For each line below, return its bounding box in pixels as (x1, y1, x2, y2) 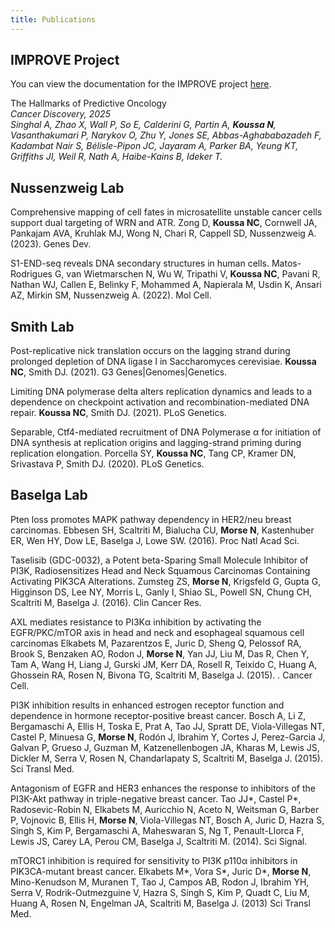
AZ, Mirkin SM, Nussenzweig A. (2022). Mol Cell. (10, 289, 212, 301)
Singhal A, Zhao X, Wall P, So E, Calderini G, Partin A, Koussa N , (10, 119, 277, 131)
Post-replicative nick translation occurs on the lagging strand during (10, 345, 291, 357)
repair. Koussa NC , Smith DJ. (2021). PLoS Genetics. (10, 407, 227, 419)
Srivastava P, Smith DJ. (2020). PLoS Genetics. (10, 458, 205, 470)
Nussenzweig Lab (10, 179, 125, 196)
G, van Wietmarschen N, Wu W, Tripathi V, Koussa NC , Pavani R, (54, 268, 321, 280)
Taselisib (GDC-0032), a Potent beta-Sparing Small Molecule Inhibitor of (10, 554, 309, 566)
